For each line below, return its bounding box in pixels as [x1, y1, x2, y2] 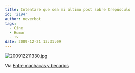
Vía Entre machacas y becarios [5, 62, 69, 68]
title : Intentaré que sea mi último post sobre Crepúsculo [5, 7, 131, 12]
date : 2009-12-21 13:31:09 [5, 39, 61, 44]
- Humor [9, 30, 26, 35]
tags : [5, 21, 16, 26]
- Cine [9, 26, 23, 31]
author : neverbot [5, 16, 41, 21]
